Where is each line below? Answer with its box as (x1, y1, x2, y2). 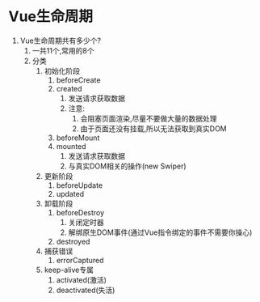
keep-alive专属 (44, 265, 94, 274)
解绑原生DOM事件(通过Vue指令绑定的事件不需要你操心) (68, 228, 253, 237)
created (56, 83, 82, 93)
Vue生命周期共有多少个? (19, 36, 102, 45)
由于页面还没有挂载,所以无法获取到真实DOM (80, 123, 228, 134)
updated (56, 189, 85, 198)
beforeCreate (56, 74, 101, 85)
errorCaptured (56, 255, 104, 265)
